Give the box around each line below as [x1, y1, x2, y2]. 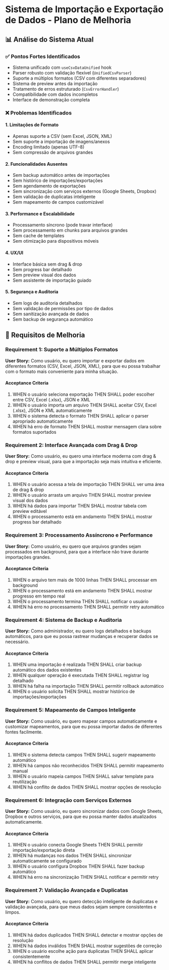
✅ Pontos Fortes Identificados [5, 53, 81, 60]
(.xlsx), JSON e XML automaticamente [12, 407, 92, 414]
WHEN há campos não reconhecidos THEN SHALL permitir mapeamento [12, 762, 164, 768]
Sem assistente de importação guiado [12, 277, 92, 283]
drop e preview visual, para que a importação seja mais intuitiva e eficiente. [5, 459, 162, 464]
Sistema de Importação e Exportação [5, 4, 164, 15]
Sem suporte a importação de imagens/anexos [12, 138, 110, 144]
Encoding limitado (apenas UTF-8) [12, 144, 85, 150]
